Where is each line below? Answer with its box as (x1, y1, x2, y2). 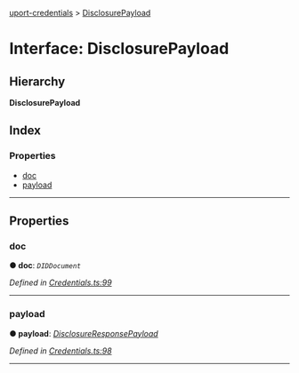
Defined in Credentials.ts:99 (9, 277, 113, 288)
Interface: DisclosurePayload (9, 39, 230, 59)
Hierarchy (9, 74, 66, 89)
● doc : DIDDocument (9, 260, 82, 271)
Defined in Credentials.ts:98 (9, 345, 113, 356)
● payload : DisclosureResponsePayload (9, 328, 158, 338)
